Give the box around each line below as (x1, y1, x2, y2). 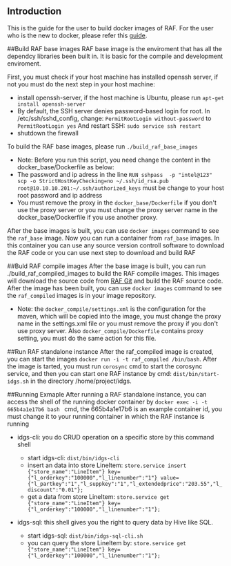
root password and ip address (17, 191, 103, 199)
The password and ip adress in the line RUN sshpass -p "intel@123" (17, 170, 212, 178)
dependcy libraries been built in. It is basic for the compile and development (7, 52, 223, 60)
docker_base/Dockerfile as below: (17, 162, 115, 171)
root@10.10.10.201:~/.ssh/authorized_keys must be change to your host (17, 183, 225, 192)
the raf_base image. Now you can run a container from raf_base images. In (7, 234, 220, 242)
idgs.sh (7, 378, 30, 385)
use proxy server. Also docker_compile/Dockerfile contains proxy (17, 326, 203, 334)
